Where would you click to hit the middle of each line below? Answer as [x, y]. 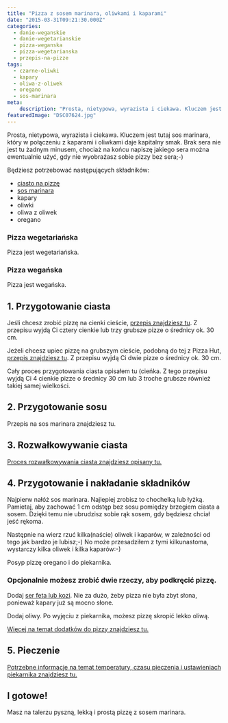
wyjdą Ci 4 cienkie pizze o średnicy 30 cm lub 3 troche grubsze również [109, 379]
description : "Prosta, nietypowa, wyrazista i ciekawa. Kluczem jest [121, 109]
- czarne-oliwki [36, 71]
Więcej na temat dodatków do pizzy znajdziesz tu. [78, 629]
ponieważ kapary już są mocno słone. [61, 602]
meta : [15, 103]
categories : [24, 26]
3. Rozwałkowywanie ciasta [67, 445]
